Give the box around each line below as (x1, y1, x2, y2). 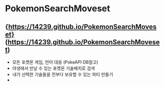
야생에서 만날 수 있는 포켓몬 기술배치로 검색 (12, 65, 95, 71)
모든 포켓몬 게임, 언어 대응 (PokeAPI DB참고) (12, 59, 99, 65)
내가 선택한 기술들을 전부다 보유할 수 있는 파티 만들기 (12, 72, 113, 77)
